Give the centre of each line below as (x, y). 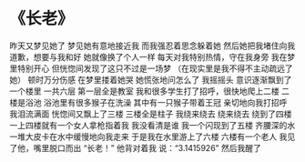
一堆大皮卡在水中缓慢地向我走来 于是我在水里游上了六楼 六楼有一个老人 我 (148, 137)
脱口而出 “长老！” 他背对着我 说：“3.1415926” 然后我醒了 (155, 147)
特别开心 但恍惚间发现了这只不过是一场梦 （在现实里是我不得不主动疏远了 (155, 68)
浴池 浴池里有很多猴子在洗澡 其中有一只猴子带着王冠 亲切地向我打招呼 (156, 102)
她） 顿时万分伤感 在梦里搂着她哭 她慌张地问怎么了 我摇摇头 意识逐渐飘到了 (151, 79)
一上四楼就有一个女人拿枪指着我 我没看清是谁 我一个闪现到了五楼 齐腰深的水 (152, 125)
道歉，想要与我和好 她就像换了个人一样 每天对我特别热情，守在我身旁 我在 (148, 56)
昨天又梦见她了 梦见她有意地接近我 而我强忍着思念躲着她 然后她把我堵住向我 (152, 46)
